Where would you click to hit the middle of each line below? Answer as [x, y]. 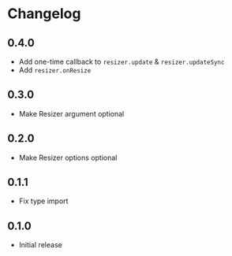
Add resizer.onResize [55, 70]
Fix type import [43, 201]
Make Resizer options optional [68, 158]
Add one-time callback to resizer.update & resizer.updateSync [122, 61]
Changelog [44, 14]
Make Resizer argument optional [71, 113]
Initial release [40, 245]
